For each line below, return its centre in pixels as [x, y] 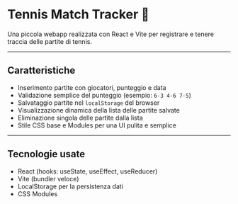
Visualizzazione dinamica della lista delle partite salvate [99, 110]
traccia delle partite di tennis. [50, 41]
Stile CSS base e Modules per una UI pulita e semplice [97, 125]
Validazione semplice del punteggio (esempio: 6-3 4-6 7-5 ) [104, 95]
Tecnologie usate [46, 154]
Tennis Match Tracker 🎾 [79, 15]
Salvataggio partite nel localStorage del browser [89, 103]
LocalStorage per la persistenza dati [70, 186]
